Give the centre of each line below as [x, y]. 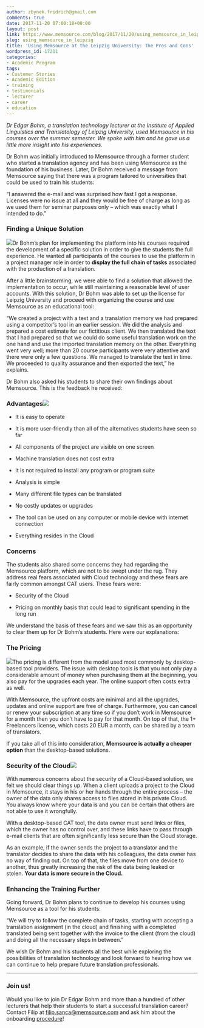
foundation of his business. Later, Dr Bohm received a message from [92, 169]
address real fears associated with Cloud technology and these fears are [97, 577]
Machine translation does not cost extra [65, 458]
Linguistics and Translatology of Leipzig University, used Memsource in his [100, 132]
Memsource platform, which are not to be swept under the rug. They [92, 571]
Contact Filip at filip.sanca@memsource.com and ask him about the [91, 1012]
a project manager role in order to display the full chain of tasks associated [101, 262]
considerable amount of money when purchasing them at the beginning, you [102, 675]
